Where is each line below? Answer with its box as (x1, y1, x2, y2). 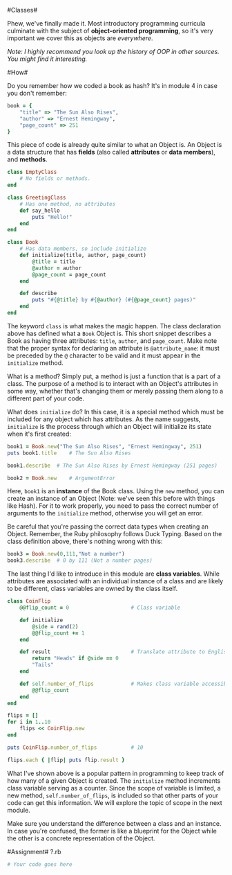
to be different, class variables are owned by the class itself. (7, 585, 178, 593)
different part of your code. (7, 394, 85, 403)
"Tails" (32, 662, 54, 669)
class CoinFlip (7, 598, 51, 605)
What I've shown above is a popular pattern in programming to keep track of (7, 769, 224, 777)
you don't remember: (7, 89, 68, 97)
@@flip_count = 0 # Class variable (19, 604, 181, 611)
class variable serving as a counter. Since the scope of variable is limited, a (7, 784, 221, 792)
